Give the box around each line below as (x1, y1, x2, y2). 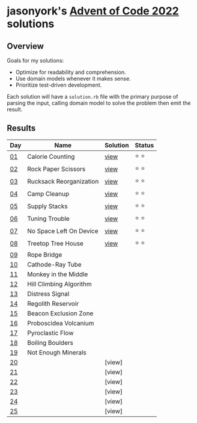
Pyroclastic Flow (27, 329, 74, 337)
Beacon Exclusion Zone (27, 309, 94, 317)
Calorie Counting (27, 152, 75, 161)
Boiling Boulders (27, 338, 74, 347)
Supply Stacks (27, 202, 68, 211)
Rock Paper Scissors (27, 165, 86, 173)
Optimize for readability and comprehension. (15, 69, 126, 76)
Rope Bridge (27, 250, 62, 259)
